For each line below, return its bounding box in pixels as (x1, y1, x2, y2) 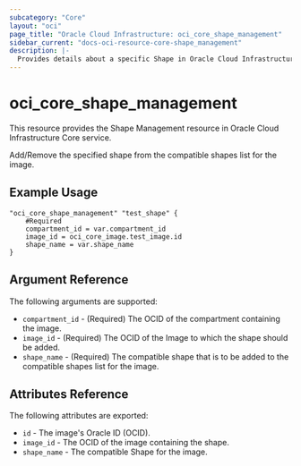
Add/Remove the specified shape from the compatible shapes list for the (9, 149, 278, 160)
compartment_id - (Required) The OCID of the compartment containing (21, 313, 280, 324)
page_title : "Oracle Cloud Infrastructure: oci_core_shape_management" (9, 30, 282, 38)
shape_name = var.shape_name (25, 240, 134, 249)
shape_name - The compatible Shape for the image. (21, 446, 208, 457)
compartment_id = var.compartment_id (25, 225, 167, 233)
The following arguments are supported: (9, 296, 159, 307)
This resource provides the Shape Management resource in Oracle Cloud (9, 123, 279, 133)
